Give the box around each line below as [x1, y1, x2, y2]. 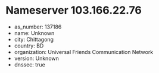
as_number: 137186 [14, 23, 62, 30]
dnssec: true [14, 61, 45, 68]
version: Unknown [14, 55, 59, 62]
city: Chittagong [14, 36, 54, 43]
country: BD [14, 42, 44, 49]
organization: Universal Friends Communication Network [14, 48, 154, 55]
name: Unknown [14, 29, 55, 36]
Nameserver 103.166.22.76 [5, 4, 142, 17]
